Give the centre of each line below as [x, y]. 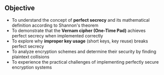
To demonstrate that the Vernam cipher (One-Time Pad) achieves [79, 30]
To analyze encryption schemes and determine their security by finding [84, 51]
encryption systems [32, 67]
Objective [20, 8]
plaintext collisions [30, 57]
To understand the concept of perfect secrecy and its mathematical [81, 20]
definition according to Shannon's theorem [55, 25]
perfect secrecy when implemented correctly [57, 36]
